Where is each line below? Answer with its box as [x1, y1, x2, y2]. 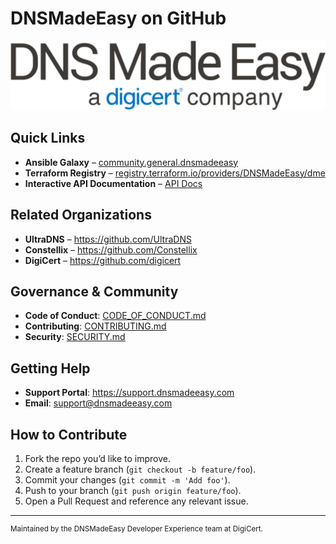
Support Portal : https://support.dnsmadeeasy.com [24, 387, 235, 399]
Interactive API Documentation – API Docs [24, 177, 203, 189]
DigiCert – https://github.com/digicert [24, 254, 182, 266]
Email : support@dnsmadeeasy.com [24, 397, 173, 409]
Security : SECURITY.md [24, 331, 126, 343]
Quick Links [10, 130, 86, 147]
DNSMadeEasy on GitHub [10, 7, 227, 30]
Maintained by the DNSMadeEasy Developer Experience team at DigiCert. [10, 523, 263, 534]
